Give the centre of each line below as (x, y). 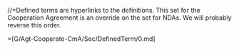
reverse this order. (34, 25)
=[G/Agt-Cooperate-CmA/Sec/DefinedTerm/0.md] (81, 39)
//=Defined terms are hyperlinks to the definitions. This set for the (104, 10)
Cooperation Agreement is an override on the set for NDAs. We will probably (119, 18)
